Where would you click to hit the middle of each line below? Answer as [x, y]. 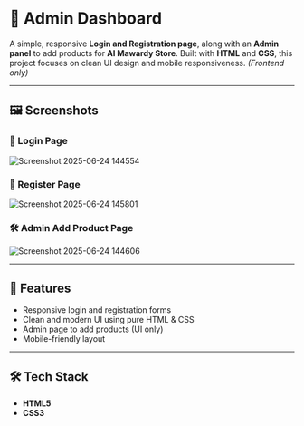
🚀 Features [40, 288]
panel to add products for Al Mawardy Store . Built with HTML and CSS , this [151, 53]
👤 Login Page [38, 141]
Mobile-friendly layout [64, 339]
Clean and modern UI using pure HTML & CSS [108, 320]
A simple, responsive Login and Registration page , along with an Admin [144, 44]
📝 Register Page [45, 184]
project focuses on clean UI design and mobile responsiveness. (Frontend [147, 63]
